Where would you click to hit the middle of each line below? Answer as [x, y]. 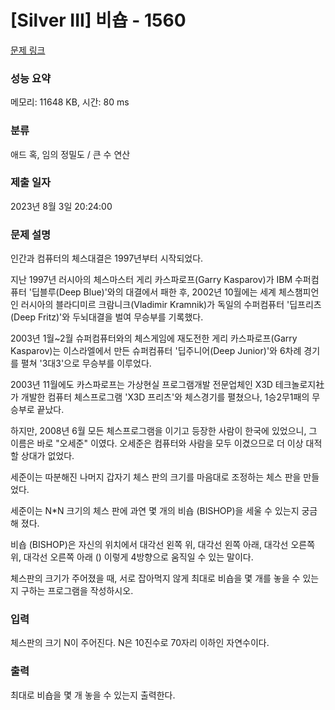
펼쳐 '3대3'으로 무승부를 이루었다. [86, 363]
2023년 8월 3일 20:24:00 [61, 206]
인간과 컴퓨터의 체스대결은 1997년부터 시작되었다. [107, 258]
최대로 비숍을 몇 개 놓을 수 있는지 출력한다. [93, 695]
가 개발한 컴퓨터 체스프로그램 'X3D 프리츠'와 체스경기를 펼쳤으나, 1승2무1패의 [160, 397]
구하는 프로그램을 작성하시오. [77, 591]
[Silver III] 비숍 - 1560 [98, 20]
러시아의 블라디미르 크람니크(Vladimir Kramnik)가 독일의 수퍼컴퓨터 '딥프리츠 [171, 305]
